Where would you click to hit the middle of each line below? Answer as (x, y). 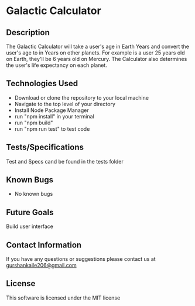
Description (28, 33)
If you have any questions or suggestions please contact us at (81, 259)
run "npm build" (34, 123)
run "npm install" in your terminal (54, 116)
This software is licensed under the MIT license (63, 298)
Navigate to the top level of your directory (65, 104)
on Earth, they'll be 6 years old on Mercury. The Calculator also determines (97, 59)
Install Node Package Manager (52, 110)
